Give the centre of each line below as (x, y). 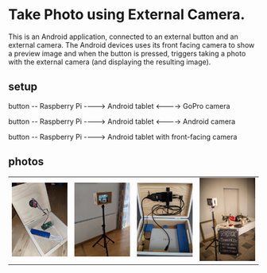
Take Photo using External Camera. (127, 15)
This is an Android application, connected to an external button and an (123, 37)
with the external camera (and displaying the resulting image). (110, 62)
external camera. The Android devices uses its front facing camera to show (132, 44)
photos (26, 161)
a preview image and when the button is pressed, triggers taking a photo (127, 53)
